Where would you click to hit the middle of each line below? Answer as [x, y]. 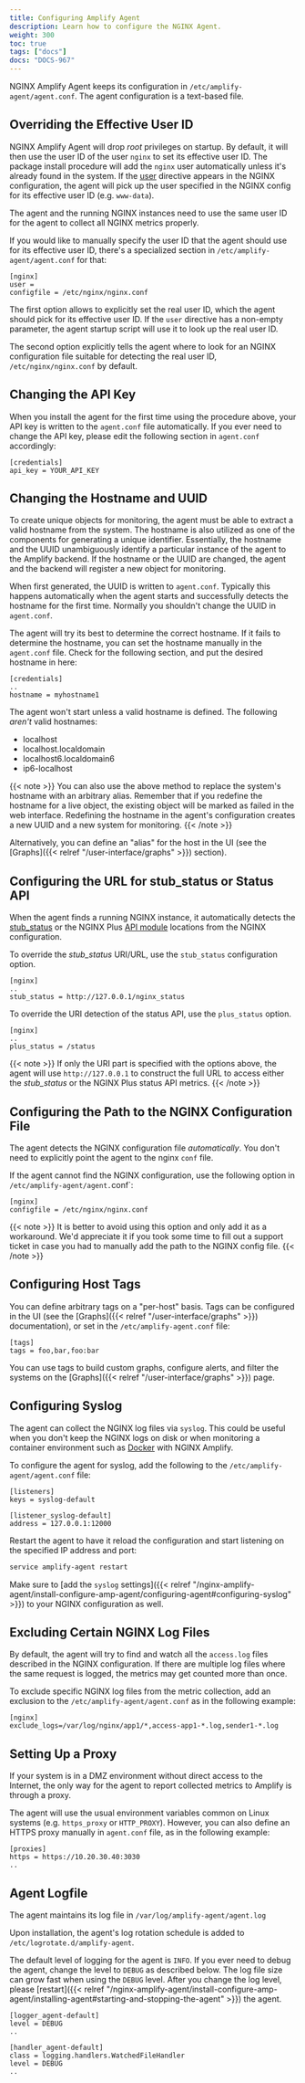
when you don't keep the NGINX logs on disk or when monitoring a [135, 1437]
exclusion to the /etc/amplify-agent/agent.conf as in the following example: [152, 1701]
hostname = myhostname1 [55, 695]
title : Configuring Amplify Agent [75, 18]
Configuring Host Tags [75, 1284]
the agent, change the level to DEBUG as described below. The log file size [146, 1970]
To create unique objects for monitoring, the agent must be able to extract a [152, 521]
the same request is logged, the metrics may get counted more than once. [148, 1674]
